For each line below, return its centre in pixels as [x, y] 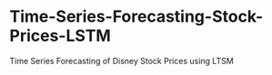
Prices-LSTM [60, 36]
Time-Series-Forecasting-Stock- [136, 17]
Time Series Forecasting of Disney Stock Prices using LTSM [121, 61]
